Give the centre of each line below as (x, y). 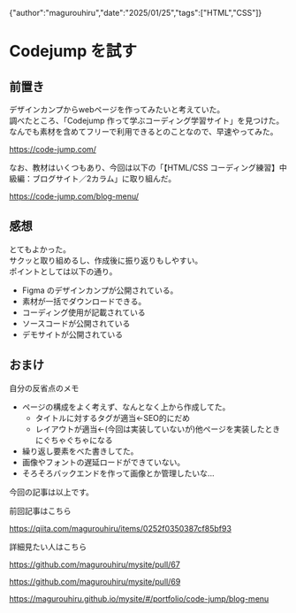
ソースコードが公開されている (76, 323)
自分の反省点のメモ (44, 387)
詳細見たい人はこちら (48, 547)
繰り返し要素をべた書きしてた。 (80, 451)
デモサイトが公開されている (72, 334)
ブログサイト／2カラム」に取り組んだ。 (104, 179)
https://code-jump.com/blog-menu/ (74, 196)
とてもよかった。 (40, 249)
